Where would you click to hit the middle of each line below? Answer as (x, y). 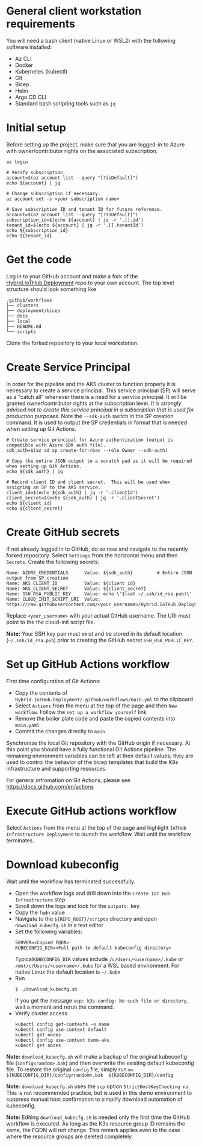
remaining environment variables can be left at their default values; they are (100, 756)
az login (17, 162)
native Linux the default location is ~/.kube (68, 972)
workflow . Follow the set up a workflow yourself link (81, 712)
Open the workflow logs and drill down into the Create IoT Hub (92, 893)
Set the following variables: (49, 932)
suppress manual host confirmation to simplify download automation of (94, 1099)
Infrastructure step (40, 900)
